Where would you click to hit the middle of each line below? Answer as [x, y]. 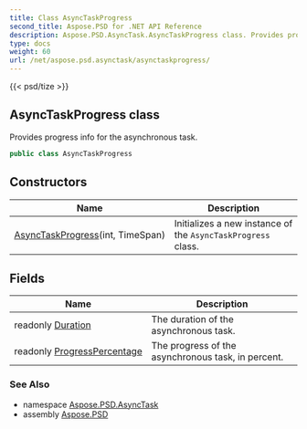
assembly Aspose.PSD [65, 414]
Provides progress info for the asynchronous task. [104, 137]
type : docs [30, 43]
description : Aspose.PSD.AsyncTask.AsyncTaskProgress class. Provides [147, 35]
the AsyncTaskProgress [222, 235]
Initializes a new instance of [233, 223]
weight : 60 [30, 52]
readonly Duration [53, 325]
